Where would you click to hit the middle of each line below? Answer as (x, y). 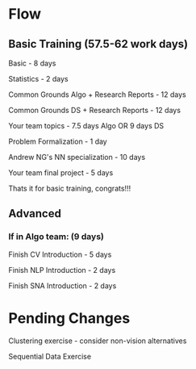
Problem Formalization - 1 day (58, 141)
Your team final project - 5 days (61, 173)
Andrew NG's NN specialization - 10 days (77, 157)
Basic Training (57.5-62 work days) (98, 44)
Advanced (35, 214)
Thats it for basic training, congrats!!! (70, 188)
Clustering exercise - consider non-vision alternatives (98, 341)
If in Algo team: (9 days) (56, 237)
